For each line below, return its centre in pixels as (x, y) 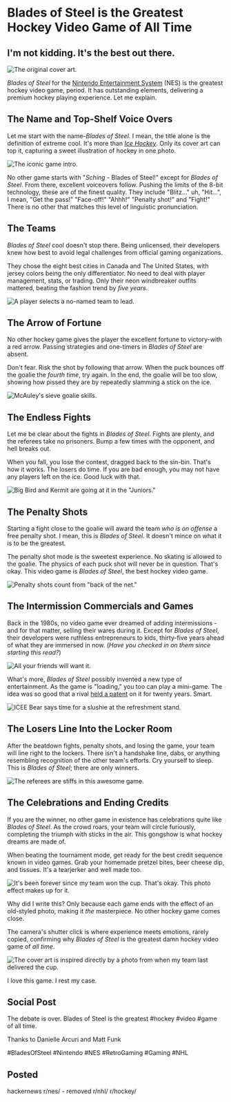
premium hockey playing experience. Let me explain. (82, 97)
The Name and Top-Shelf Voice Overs (90, 119)
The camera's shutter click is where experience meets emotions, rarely (108, 931)
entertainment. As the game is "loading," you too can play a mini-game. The (115, 686)
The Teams (32, 228)
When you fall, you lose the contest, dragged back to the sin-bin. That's (109, 462)
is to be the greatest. (37, 543)
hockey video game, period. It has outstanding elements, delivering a (105, 90)
